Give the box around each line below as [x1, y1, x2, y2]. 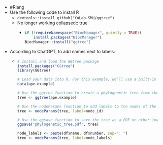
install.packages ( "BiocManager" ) [33, 35, 102, 40]
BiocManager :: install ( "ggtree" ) [24, 39, 91, 44]
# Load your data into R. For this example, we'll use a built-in [17, 77, 157, 82]
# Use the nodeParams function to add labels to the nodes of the [17, 104, 157, 109]
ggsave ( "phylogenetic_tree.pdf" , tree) [17, 122, 99, 127]
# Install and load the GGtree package [17, 59, 99, 64]
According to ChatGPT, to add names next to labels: [9, 48, 116, 54]
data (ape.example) [17, 81, 55, 87]
